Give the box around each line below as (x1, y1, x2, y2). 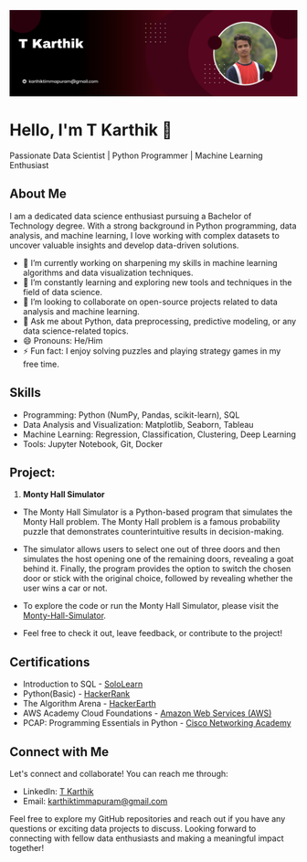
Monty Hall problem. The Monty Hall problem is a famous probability (22, 516, 281, 527)
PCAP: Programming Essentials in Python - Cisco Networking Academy (22, 718, 291, 729)
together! (9, 843, 44, 854)
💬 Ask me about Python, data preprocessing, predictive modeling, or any (22, 315, 297, 326)
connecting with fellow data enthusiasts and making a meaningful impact (9, 833, 284, 844)
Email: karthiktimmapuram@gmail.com (22, 796, 168, 807)
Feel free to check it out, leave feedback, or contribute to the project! (22, 628, 283, 639)
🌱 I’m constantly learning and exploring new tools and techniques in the (22, 276, 292, 288)
